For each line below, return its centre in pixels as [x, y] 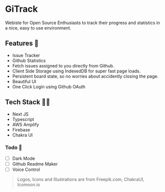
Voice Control [26, 169]
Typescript [23, 119]
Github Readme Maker [35, 164]
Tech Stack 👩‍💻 [28, 102]
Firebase [21, 129]
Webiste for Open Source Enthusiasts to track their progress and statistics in [82, 23]
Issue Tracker [26, 55]
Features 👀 [22, 44]
